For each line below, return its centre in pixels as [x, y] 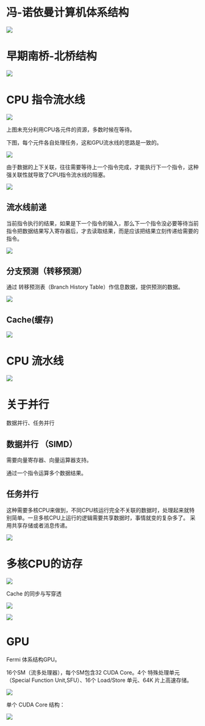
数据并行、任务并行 [31, 423]
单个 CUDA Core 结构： [36, 705]
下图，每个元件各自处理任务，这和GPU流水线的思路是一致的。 [84, 142]
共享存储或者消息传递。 [41, 525]
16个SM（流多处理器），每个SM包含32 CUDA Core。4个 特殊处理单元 [93, 672]
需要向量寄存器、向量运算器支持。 [49, 459]
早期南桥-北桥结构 [52, 56]
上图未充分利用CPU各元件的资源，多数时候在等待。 [71, 129]
